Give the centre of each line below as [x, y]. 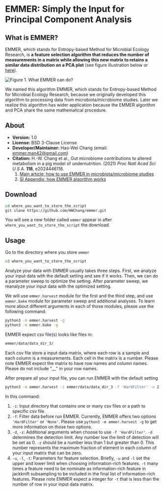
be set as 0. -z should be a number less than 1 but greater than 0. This [83, 442]
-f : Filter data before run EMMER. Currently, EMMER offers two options [84, 416]
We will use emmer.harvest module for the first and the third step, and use [79, 296]
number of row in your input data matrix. [53, 484]
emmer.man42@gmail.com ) [40, 153]
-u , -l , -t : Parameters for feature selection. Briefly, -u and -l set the [81, 458]
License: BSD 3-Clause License [44, 142]
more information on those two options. [52, 427]
